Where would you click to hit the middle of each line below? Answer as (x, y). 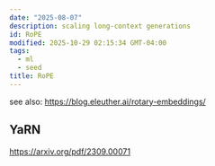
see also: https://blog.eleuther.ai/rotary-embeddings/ (108, 101)
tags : (19, 51)
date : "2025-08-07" (46, 17)
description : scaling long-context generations (100, 26)
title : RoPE (31, 76)
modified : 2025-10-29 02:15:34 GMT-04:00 (88, 43)
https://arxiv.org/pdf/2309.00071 (70, 151)
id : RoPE (26, 34)
